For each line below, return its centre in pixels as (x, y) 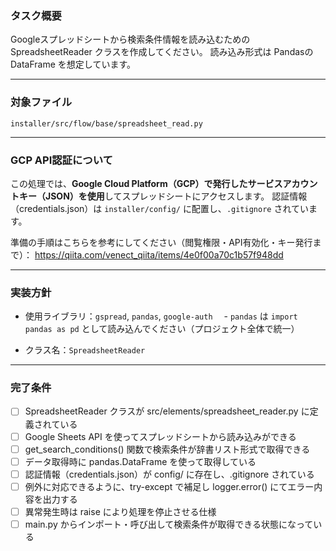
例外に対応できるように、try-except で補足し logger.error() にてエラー (169, 486)
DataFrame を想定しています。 (73, 64)
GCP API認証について (61, 160)
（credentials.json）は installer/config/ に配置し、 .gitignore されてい (159, 208)
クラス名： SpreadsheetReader (85, 350)
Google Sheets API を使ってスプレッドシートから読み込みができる (160, 436)
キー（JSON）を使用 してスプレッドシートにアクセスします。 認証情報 (163, 196)
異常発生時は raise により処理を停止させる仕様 (120, 511)
